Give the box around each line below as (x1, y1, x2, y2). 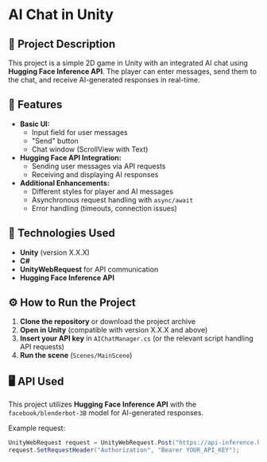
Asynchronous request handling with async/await (31, 194, 193, 204)
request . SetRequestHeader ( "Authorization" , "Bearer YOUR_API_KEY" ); (8, 446, 240, 454)
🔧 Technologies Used (8, 226, 115, 240)
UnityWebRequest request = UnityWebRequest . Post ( (8, 439, 176, 447)
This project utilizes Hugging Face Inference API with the (8, 399, 197, 410)
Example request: (8, 423, 66, 433)
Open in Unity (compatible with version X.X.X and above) (19, 325, 208, 335)
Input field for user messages (31, 127, 129, 137)
